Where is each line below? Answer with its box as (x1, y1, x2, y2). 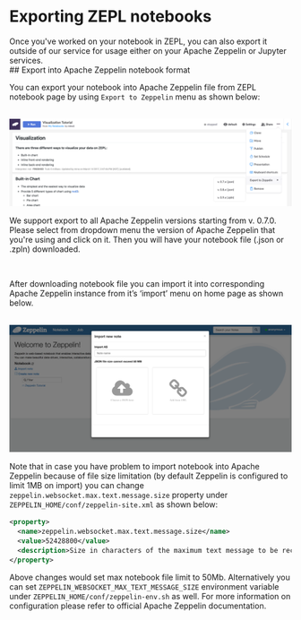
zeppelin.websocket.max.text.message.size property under (9, 490, 228, 501)
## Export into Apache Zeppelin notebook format (9, 65, 191, 75)
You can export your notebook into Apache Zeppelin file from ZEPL (9, 82, 257, 92)
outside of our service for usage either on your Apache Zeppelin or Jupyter (9, 45, 287, 56)
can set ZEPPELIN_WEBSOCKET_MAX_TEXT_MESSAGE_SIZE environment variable (9, 581, 279, 592)
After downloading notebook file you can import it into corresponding (9, 279, 265, 289)
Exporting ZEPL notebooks (9, 6, 212, 27)
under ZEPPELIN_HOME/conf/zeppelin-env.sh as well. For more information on (9, 590, 291, 601)
